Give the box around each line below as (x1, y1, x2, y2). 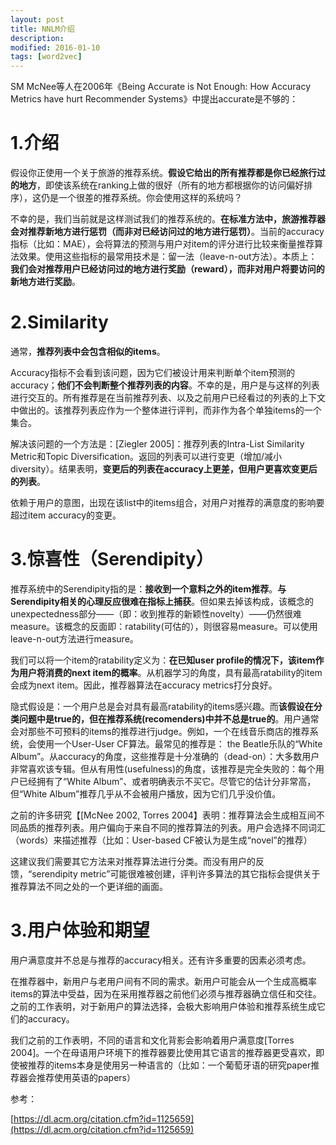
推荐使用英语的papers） (36, 1071, 136, 1083)
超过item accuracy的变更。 (10, 509, 122, 521)
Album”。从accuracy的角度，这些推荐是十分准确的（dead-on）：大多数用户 (10, 750, 320, 762)
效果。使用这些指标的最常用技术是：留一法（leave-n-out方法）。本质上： (18, 251, 318, 263)
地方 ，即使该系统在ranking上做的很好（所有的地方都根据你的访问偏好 (18, 179, 305, 191)
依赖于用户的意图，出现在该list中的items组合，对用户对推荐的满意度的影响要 (10, 497, 325, 508)
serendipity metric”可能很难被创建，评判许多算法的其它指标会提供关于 (31, 867, 321, 880)
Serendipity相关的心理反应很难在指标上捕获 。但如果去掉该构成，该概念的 (10, 595, 315, 607)
